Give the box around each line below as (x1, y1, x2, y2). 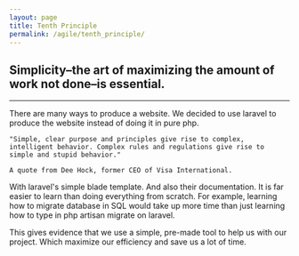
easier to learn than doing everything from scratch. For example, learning (9, 191, 278, 202)
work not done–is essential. (9, 76, 166, 92)
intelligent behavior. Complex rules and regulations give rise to (9, 143, 265, 152)
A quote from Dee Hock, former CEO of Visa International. (9, 166, 233, 175)
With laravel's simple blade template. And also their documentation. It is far (9, 181, 285, 192)
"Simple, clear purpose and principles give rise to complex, (9, 135, 245, 144)
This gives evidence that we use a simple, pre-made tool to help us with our (9, 228, 287, 238)
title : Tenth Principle (9, 21, 98, 30)
